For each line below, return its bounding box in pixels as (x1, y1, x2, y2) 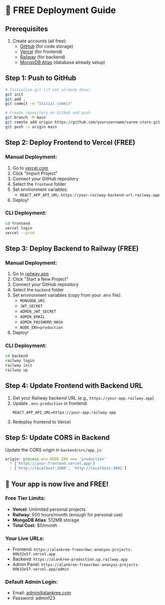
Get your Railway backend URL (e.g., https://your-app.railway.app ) (12, 395, 154, 401)
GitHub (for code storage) (20, 43, 74, 49)
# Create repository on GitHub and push (5, 110, 91, 115)
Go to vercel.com (12, 165, 49, 171)
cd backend (5, 353, 28, 359)
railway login (5, 358, 35, 363)
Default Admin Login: (5, 578, 58, 585)
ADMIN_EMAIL (20, 315, 45, 320)
